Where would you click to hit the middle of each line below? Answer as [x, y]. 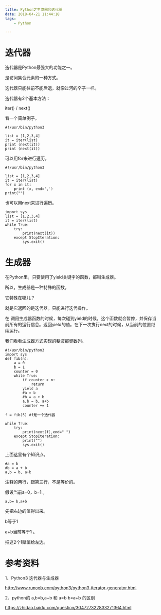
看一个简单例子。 [22, 118]
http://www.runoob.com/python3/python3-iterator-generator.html [71, 588]
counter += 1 [36, 406]
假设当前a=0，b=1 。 [26, 492]
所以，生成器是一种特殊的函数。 [37, 287]
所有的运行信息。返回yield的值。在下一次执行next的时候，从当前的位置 [80, 325]
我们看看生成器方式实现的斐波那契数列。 [45, 341]
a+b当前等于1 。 [21, 532]
